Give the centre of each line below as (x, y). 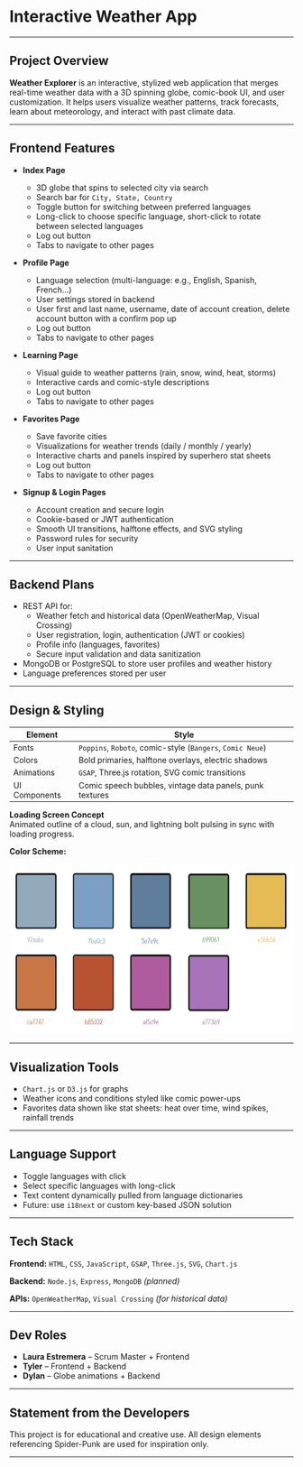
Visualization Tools (64, 1067)
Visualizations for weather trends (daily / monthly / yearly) (144, 446)
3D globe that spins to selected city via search (122, 188)
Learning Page (50, 355)
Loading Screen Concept (57, 815)
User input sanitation (74, 548)
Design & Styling (57, 710)
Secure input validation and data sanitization (118, 654)
